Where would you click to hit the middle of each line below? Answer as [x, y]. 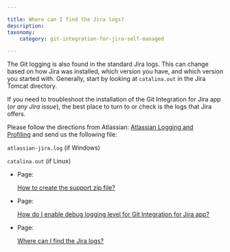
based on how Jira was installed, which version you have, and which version [115, 71]
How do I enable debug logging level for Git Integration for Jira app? [113, 214]
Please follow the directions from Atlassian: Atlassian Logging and [100, 127]
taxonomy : [21, 32]
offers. [16, 114]
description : [26, 26]
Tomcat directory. [32, 86]
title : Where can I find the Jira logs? [66, 19]
